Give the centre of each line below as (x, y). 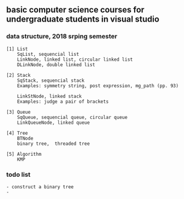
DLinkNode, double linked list (56, 65)
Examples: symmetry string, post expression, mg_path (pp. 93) (98, 86)
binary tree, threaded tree (54, 144)
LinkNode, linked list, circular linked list (75, 60)
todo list (19, 174)
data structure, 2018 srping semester (62, 37)
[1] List (17, 49)
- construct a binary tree (40, 187)
